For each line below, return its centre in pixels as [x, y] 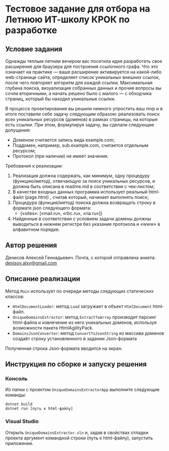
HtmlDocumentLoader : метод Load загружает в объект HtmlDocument [82, 306]
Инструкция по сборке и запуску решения [76, 364]
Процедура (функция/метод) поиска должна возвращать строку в [84, 202]
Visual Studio [22, 422]
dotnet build [19, 404]
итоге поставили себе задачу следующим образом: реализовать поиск [82, 114]
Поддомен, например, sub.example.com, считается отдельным [80, 145]
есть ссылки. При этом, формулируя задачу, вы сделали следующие [80, 125]
